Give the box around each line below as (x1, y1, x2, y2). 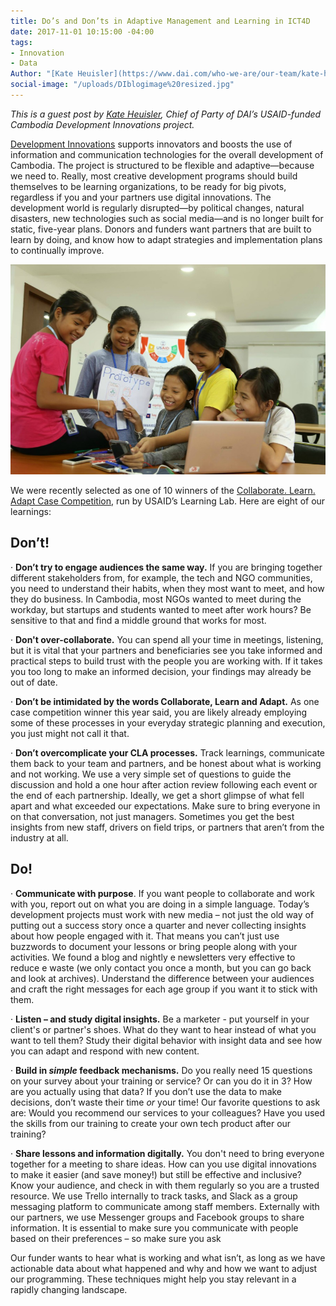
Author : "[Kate (10, 69, 74, 79)
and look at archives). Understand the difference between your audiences (10, 972, 315, 984)
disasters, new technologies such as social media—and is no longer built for (10, 212, 324, 224)
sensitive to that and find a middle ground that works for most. (10, 614, 267, 626)
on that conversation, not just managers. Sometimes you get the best (10, 810, 295, 822)
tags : (10, 37, 33, 47)
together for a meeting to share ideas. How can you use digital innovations (10, 1158, 317, 1170)
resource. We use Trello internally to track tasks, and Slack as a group (10, 1190, 298, 1202)
